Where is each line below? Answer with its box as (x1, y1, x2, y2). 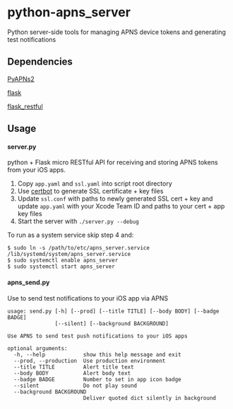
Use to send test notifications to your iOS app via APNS (7, 293, 169, 302)
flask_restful (7, 102, 44, 111)
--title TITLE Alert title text (13, 363, 134, 371)
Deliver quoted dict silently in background (83, 394, 217, 401)
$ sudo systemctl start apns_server (7, 263, 115, 270)
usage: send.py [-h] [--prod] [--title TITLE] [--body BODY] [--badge (7, 308, 220, 315)
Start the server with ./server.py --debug (17, 217, 139, 225)
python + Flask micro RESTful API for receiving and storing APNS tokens (7, 158, 218, 167)
